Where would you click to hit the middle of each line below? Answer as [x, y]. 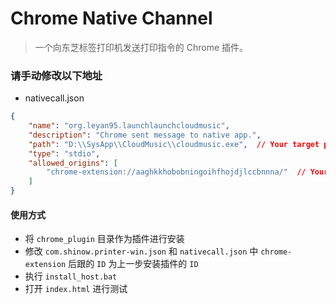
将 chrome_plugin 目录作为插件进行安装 [104, 239]
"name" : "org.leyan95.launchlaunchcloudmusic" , [129, 126]
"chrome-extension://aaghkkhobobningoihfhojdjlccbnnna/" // [176, 172]
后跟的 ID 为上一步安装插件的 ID [133, 264]
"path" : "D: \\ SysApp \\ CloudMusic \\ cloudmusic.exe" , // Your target [174, 144]
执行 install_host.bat [71, 276]
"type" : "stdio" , [64, 153]
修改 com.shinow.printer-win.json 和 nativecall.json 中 [141, 251]
